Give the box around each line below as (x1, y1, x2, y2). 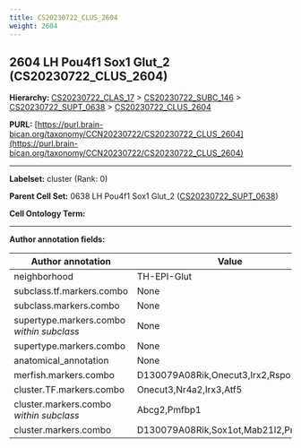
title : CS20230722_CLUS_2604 (9, 13, 118, 22)
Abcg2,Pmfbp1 (136, 404, 202, 417)
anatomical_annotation (13, 355, 109, 367)
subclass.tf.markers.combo (13, 285, 128, 297)
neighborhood (13, 271, 74, 283)
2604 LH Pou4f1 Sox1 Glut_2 (9, 55, 170, 70)
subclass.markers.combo (13, 299, 120, 312)
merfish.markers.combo (13, 369, 115, 382)
